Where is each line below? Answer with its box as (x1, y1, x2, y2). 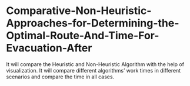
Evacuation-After (6, 42, 92, 55)
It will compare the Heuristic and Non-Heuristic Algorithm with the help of (6, 60, 184, 68)
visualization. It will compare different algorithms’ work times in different (6, 67, 181, 74)
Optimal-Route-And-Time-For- (6, 29, 159, 42)
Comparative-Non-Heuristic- (6, 4, 152, 18)
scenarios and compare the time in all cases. (6, 73, 115, 80)
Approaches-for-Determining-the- (6, 16, 179, 30)
